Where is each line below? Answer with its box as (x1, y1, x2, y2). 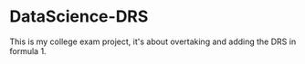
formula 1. (9, 45, 47, 56)
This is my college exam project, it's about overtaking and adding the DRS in (9, 36, 297, 47)
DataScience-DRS (9, 6, 149, 27)
